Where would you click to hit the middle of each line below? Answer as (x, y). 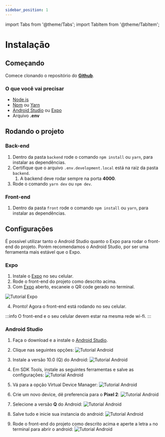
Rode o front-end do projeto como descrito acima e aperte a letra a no (85, 424)
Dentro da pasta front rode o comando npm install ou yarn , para (80, 208)
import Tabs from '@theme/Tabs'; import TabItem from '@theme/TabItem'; (82, 24)
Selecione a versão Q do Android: (47, 404)
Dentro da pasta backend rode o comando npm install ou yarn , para (82, 157)
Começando (25, 63)
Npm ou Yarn (26, 105)
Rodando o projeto (35, 132)
